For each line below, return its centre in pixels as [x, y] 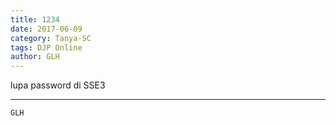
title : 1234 [35, 19]
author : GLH [35, 57]
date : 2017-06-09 [46, 29]
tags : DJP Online [46, 47]
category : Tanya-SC [51, 38]
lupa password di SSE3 [58, 85]
